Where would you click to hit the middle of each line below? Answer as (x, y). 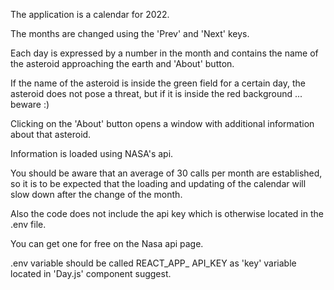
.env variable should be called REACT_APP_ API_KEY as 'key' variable (153, 263)
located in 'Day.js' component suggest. (91, 273)
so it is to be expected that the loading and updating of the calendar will (158, 183)
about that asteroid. (51, 134)
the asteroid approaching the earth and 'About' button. (122, 63)
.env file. (28, 224)
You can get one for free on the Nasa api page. (107, 243)
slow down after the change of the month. (96, 194)
